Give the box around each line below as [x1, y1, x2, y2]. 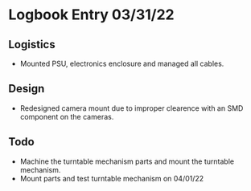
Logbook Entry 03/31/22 [8, 6, 175, 24]
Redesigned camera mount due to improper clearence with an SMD [19, 103, 244, 113]
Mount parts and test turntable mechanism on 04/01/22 [19, 173, 204, 183]
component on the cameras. [19, 112, 114, 121]
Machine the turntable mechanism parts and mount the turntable [19, 156, 235, 166]
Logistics [8, 38, 56, 51]
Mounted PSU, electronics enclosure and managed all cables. [19, 59, 224, 68]
